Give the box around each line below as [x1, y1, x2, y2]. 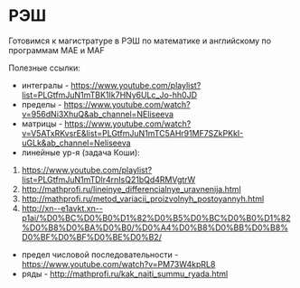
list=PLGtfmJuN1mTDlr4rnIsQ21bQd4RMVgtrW [21, 173, 196, 185]
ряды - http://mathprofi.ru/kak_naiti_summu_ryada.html [21, 268, 229, 279]
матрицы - [21, 118, 63, 129]
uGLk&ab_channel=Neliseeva [21, 137, 132, 148]
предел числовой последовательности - [21, 249, 179, 260]
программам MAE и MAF [8, 44, 105, 55]
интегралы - [21, 79, 70, 90]
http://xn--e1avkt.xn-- [21, 202, 103, 213]
